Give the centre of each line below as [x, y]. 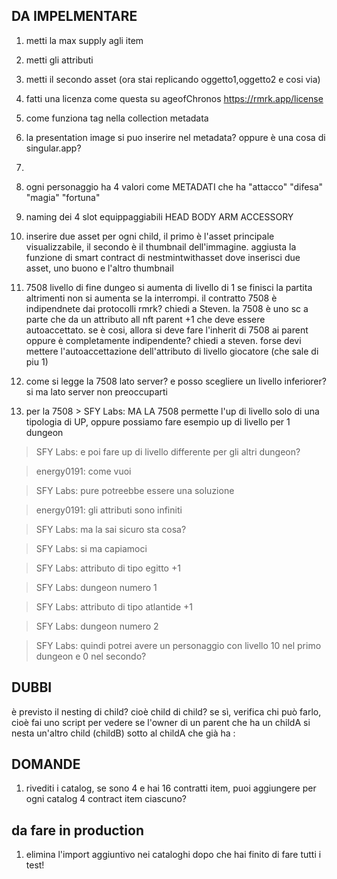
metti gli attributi [59, 60]
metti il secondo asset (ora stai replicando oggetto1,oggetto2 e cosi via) [173, 79]
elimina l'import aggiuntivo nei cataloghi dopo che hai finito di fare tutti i [173, 855]
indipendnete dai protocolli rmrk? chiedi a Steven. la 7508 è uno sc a [167, 308]
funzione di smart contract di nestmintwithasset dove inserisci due [163, 257]
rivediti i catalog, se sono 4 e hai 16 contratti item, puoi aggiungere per [171, 788]
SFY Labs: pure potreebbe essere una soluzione [135, 490]
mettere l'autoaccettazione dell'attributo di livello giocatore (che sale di [172, 351]
